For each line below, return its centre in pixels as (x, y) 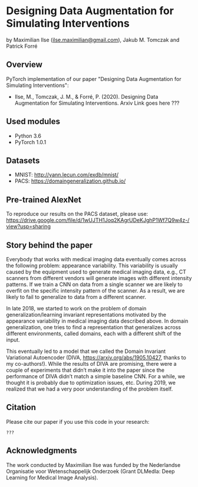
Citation (21, 408)
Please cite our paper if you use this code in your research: (78, 421)
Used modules (33, 121)
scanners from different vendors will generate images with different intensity (99, 278)
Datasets (23, 160)
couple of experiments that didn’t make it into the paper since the (85, 370)
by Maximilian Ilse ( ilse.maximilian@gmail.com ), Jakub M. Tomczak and (93, 40)
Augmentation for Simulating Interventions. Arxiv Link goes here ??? (97, 103)
